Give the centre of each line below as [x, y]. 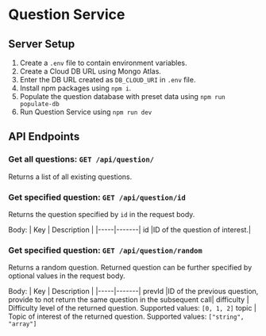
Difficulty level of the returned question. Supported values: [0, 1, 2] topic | [132, 308]
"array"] [23, 324]
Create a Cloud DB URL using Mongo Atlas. [90, 71]
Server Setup [42, 44]
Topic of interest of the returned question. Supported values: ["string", [126, 317]
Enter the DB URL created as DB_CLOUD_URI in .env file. [108, 80]
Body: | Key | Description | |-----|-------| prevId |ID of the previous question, [133, 292]
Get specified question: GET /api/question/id [97, 197]
